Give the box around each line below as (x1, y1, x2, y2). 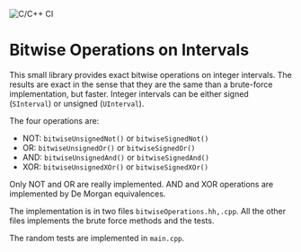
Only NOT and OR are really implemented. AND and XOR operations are (9, 178, 274, 189)
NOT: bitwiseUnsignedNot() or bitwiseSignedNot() (22, 133, 209, 143)
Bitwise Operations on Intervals (9, 40, 250, 60)
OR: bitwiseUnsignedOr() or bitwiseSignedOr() (22, 142, 196, 152)
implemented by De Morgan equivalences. (9, 188, 166, 199)
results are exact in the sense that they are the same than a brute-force (9, 79, 273, 90)
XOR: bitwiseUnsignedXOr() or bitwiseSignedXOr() (22, 161, 209, 172)
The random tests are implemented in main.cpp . (9, 232, 185, 243)
